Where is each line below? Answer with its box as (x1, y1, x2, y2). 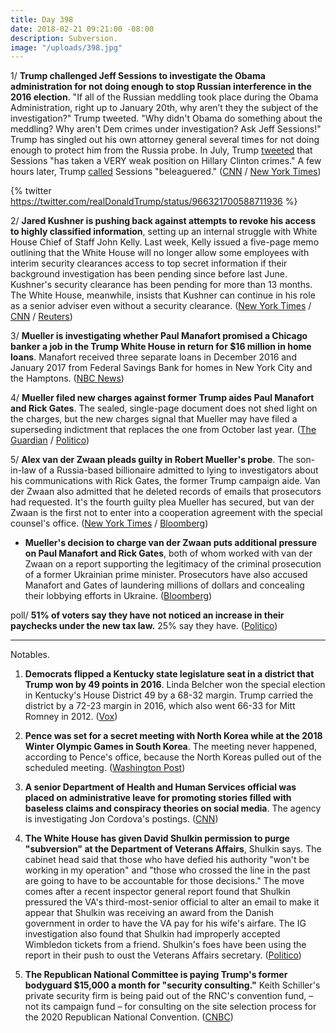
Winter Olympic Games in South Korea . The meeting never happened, (24, 741, 318, 753)
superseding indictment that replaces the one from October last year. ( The (10, 424, 317, 436)
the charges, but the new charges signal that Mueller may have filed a (10, 413, 298, 425)
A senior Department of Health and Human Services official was (24, 781, 297, 793)
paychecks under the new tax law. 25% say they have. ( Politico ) (10, 620, 278, 632)
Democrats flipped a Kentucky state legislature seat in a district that (24, 668, 315, 680)
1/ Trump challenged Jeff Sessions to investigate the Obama (10, 70, 266, 82)
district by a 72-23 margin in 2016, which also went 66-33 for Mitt (24, 700, 296, 712)
